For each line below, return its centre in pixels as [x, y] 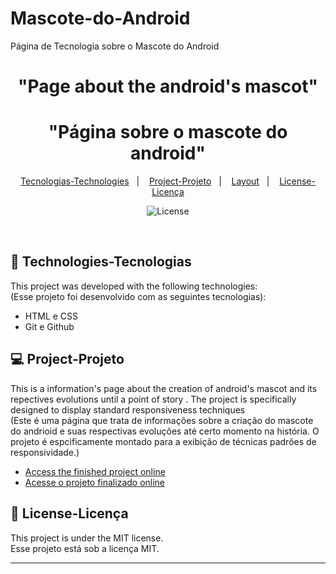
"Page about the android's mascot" [168, 86]
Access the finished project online [95, 471]
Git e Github [49, 326]
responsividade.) [45, 452]
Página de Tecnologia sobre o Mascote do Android [115, 46]
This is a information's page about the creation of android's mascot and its [164, 388]
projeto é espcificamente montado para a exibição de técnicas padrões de [163, 441]
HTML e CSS [51, 316]
